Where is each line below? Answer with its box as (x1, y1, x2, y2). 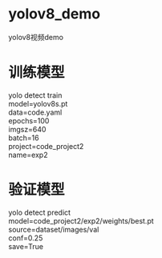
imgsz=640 (8, 124, 47, 134)
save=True (8, 241, 44, 251)
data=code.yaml (8, 107, 63, 117)
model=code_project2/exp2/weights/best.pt (8, 216, 154, 225)
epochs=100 (8, 115, 50, 125)
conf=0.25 (8, 233, 43, 243)
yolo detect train (8, 90, 63, 100)
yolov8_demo (8, 5, 101, 23)
